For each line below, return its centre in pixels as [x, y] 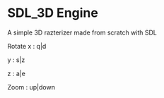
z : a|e [17, 73]
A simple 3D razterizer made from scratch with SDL [82, 32]
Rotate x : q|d [27, 46]
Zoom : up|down [31, 87]
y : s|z [16, 60]
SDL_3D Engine [53, 13]
